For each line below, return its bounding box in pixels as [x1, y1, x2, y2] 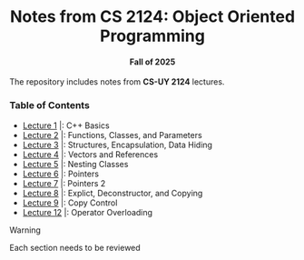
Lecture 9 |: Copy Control [22, 197, 118, 208]
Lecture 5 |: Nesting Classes [22, 158, 129, 169]
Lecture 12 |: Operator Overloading [22, 206, 152, 217]
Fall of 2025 [129, 56, 176, 67]
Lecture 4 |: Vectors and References [22, 148, 159, 160]
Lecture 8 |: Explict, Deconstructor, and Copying [22, 187, 203, 198]
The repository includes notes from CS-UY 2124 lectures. [9, 76, 225, 87]
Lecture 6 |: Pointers [22, 168, 100, 179]
